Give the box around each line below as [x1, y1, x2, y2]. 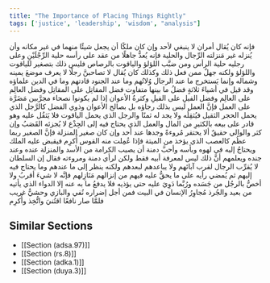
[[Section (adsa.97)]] [20, 240, 91, 250]
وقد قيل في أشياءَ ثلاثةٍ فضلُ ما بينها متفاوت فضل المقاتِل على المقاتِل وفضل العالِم [9, 84, 254, 94]
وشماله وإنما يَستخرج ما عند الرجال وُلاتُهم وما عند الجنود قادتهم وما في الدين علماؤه [9, 76, 258, 85]
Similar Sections [9, 218, 93, 232]
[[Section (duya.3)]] [20, 266, 87, 276]
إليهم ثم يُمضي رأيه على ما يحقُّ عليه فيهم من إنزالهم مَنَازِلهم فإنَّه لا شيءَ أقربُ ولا [9, 170, 252, 180]
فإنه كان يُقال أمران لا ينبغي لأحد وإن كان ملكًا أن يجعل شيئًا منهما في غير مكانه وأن [9, 41, 255, 51]
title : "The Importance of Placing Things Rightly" [9, 11, 186, 20]
